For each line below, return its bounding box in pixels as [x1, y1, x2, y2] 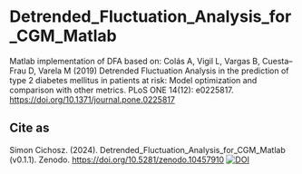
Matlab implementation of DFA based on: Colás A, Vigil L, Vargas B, [9, 55, 260, 66]
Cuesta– [261, 55, 293, 66]
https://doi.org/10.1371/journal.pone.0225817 [9, 93, 175, 105]
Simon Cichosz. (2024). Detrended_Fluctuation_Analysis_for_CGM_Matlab [9, 144, 286, 155]
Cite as [9, 121, 50, 136]
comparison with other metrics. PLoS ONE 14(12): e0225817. [9, 84, 234, 95]
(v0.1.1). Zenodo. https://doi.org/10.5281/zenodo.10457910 [9, 154, 225, 165]
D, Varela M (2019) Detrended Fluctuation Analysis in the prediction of [28, 65, 289, 76]
